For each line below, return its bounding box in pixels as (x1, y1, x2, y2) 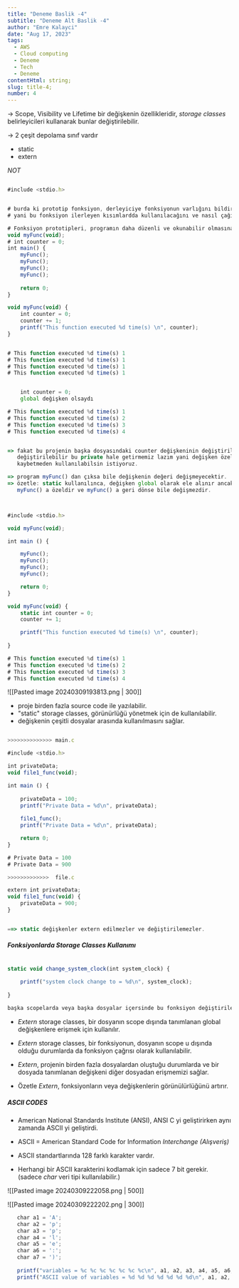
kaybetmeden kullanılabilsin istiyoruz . (16, 461, 139, 468)
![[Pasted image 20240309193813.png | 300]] (7, 688, 142, 696)
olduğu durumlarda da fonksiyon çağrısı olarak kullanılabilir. (17, 1046, 192, 1055)
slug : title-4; (7, 83, 53, 91)
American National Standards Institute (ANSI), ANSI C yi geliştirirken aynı (17, 1115, 231, 1124)
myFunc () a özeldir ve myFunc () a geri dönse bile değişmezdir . (16, 486, 212, 494)
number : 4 (7, 90, 37, 97)
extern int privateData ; (7, 886, 81, 894)
